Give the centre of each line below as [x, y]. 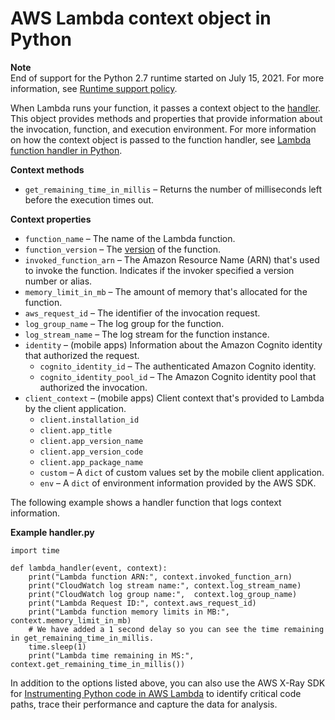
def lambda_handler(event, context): [89, 568]
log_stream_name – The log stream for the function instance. [147, 334]
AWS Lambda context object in [141, 18]
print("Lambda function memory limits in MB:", [129, 612]
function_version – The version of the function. [122, 249]
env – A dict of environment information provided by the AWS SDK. [178, 483]
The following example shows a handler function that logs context [146, 502]
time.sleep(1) [57, 647]
